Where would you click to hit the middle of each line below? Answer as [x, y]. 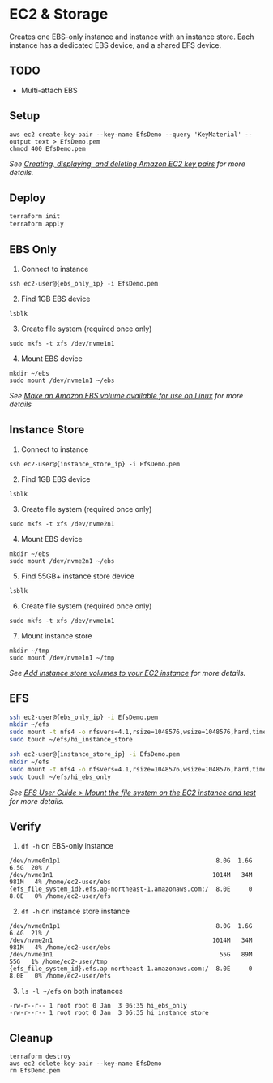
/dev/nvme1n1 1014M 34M [131, 875]
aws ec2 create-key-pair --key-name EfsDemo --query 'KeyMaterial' [126, 135]
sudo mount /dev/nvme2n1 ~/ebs [62, 561]
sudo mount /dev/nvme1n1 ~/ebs [62, 380]
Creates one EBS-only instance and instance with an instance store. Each [132, 37]
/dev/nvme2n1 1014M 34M [131, 941]
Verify [25, 826]
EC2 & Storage [59, 14]
